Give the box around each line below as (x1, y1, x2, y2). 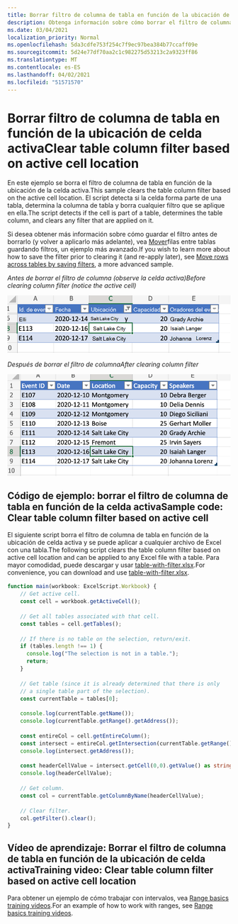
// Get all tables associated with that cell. (20, 613, 160, 620)
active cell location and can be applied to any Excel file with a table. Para (7, 553, 220, 562)
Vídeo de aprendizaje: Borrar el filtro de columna (7, 842, 227, 854)
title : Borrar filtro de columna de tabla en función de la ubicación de (7, 11, 230, 18)
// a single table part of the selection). (20, 687, 151, 694)
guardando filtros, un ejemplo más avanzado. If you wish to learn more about (7, 245, 230, 254)
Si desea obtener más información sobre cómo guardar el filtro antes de (7, 230, 217, 239)
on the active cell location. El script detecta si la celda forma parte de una (7, 193, 222, 202)
